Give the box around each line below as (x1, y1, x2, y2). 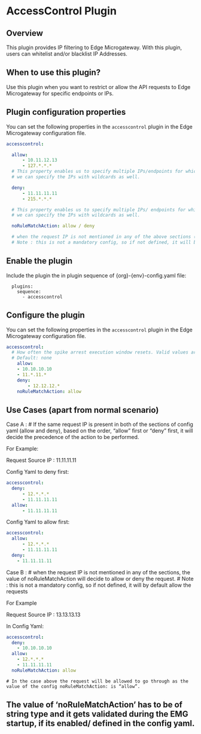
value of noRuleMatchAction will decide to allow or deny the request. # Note (6, 575, 194, 582)
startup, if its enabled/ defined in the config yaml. (6, 718, 195, 729)
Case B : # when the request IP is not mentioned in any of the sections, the (6, 568, 190, 575)
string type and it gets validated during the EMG (6, 709, 188, 719)
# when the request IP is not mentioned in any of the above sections (11, 234, 191, 240)
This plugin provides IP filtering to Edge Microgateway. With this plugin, (6, 44, 182, 51)
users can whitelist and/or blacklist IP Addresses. (6, 50, 127, 57)
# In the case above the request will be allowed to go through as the (6, 678, 188, 684)
